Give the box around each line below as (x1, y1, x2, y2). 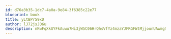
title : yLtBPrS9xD (5, 17, 44, 22)
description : (5, 26, 33, 31)
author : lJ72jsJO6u (5, 21, 47, 27)
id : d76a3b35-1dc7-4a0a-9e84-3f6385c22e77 (5, 7, 97, 13)
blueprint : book (5, 12, 40, 17)
